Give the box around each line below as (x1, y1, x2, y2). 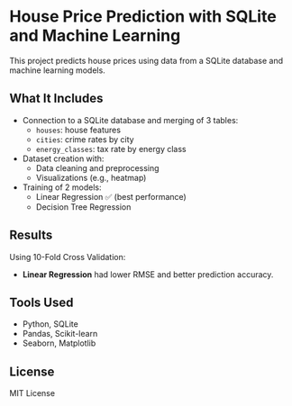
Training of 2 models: (22, 182, 102, 193)
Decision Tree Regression (35, 201, 132, 212)
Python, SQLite (22, 319, 78, 329)
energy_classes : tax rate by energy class (35, 143, 187, 154)
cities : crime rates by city (35, 133, 134, 145)
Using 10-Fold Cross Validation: (9, 251, 126, 262)
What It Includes (9, 91, 104, 106)
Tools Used (9, 294, 74, 310)
